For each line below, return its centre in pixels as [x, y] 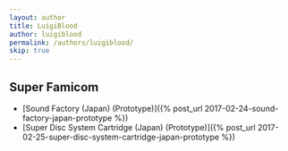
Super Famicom [54, 87]
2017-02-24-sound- [241, 108]
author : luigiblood [46, 34]
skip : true [30, 51]
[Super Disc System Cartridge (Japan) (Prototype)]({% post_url [139, 127]
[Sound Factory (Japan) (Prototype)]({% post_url [112, 108]
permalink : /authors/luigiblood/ [72, 42]
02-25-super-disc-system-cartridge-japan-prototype [121, 137]
